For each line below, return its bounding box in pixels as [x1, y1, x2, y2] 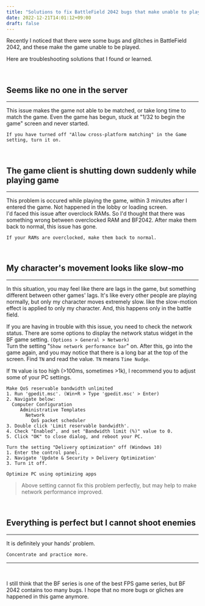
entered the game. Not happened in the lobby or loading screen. [6, 203, 168, 211]
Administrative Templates [20, 407, 86, 413]
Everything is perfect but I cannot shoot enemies [6, 517, 196, 528]
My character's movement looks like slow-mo [6, 263, 184, 274]
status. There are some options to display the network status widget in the [6, 329, 193, 337]
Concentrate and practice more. [6, 551, 88, 558]
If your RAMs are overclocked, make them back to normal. [6, 235, 157, 241]
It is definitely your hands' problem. [6, 539, 96, 547]
